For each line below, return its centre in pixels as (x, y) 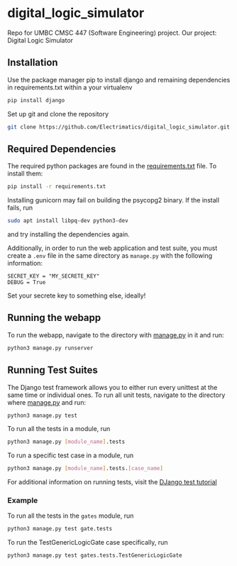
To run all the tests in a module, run (59, 429)
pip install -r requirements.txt (57, 187)
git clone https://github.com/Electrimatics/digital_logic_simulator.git (119, 127)
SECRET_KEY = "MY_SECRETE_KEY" (54, 276)
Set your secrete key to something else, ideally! (77, 295)
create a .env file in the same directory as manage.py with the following (110, 256)
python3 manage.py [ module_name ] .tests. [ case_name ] (85, 469)
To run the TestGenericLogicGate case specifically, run (88, 543)
